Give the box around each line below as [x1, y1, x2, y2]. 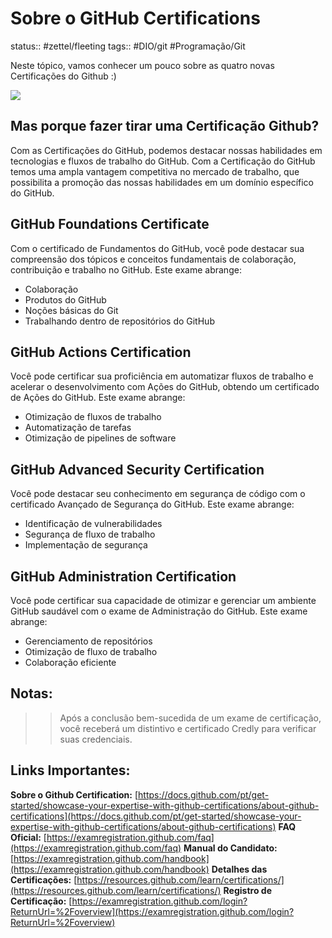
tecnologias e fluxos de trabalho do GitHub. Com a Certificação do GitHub [10, 155, 316, 167]
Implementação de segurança [24, 539, 148, 551]
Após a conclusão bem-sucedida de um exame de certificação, [59, 712, 322, 724]
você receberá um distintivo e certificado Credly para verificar [59, 722, 317, 734]
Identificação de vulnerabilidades [24, 518, 163, 530]
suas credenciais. [59, 733, 133, 745]
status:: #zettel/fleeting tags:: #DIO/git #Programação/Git [10, 40, 246, 52]
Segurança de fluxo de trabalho [24, 528, 156, 541]
